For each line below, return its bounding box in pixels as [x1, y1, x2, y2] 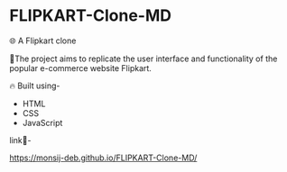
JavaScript [22, 117, 63, 128]
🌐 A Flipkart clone [9, 35, 77, 46]
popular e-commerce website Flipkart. [9, 62, 152, 73]
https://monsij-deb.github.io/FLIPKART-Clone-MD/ [9, 152, 198, 163]
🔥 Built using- [9, 80, 60, 91]
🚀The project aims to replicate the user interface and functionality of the [9, 53, 278, 64]
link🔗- [9, 134, 32, 145]
